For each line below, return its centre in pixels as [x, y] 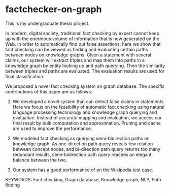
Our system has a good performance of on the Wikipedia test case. [83, 170]
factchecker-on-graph [54, 9]
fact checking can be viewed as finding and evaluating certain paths [77, 49]
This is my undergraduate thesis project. [47, 23]
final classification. [25, 76]
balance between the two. [40, 160]
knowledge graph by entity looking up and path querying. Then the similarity [85, 66]
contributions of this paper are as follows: [49, 91]
